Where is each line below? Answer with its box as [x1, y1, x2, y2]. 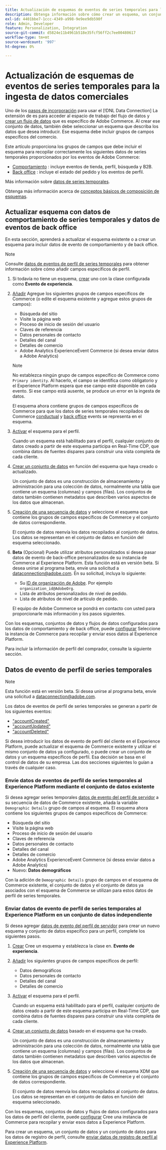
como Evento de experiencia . [12, 281, 74, 287]
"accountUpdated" [12, 723, 51, 730]
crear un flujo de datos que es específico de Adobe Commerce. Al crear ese [5, 118, 161, 124]
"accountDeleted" [12, 729, 49, 735]
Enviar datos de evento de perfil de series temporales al [5, 905, 142, 912]
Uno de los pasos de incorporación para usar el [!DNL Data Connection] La [5, 107, 158, 113]
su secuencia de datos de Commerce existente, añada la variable [5, 800, 138, 806]
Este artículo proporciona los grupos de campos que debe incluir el [5, 143, 142, 149]
